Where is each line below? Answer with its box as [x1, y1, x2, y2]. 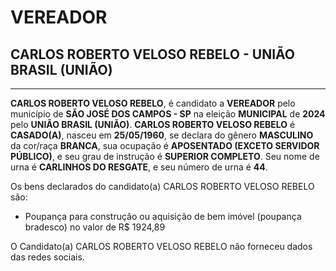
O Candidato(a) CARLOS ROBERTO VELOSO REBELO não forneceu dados [10, 241, 313, 252]
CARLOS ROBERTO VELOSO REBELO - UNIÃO [10, 46, 296, 63]
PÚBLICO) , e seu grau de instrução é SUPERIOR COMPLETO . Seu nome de [10, 151, 320, 162]
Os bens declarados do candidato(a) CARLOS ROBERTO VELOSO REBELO [10, 181, 315, 192]
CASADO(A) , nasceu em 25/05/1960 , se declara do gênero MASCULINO [10, 129, 314, 141]
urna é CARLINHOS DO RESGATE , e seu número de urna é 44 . [10, 161, 268, 173]
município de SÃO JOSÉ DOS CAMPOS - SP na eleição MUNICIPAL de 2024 [10, 108, 326, 120]
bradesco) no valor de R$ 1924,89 [24, 221, 166, 233]
